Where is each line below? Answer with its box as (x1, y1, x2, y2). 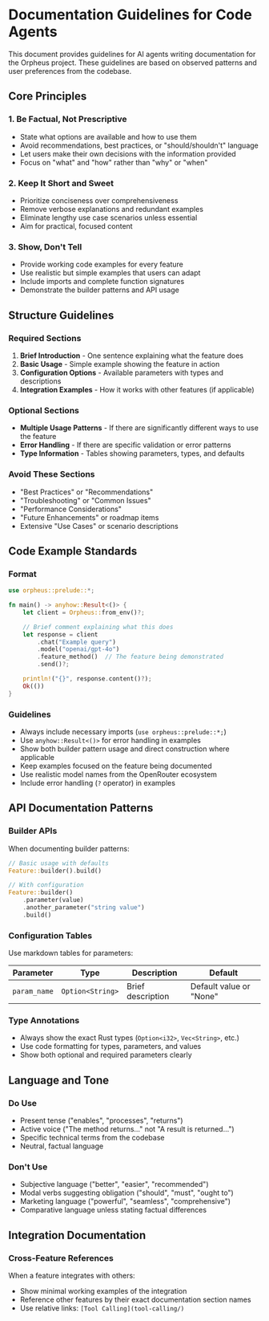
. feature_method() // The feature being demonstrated (37, 652, 224, 661)
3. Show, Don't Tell (8, 241, 82, 252)
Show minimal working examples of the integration (19, 1286, 187, 1296)
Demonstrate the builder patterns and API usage (19, 285, 180, 295)
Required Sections (8, 332, 82, 343)
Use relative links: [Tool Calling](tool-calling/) (19, 1303, 185, 1313)
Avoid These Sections (8, 469, 95, 480)
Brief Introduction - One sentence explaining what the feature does (19, 351, 244, 360)
